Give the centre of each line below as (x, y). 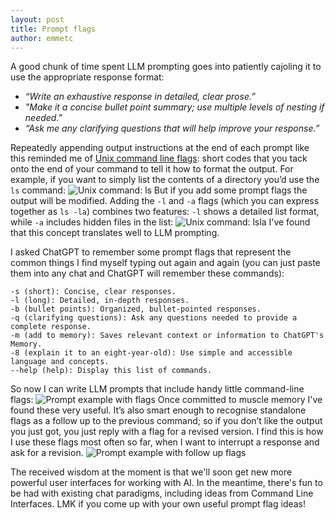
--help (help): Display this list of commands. (111, 371)
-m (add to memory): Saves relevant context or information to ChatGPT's (167, 336)
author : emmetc (42, 38)
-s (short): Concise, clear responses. (93, 292)
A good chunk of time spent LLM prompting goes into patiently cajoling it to (166, 67)
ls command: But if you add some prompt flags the (159, 190)
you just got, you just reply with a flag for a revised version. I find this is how (167, 432)
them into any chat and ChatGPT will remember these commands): (147, 273)
